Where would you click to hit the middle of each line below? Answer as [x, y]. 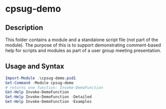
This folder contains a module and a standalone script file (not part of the [82, 40]
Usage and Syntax [35, 66]
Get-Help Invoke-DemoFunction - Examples [49, 102]
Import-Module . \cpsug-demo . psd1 [41, 78]
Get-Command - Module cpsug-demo [39, 83]
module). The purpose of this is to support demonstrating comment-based [83, 45]
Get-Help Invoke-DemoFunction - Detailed [49, 97]
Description [24, 28]
